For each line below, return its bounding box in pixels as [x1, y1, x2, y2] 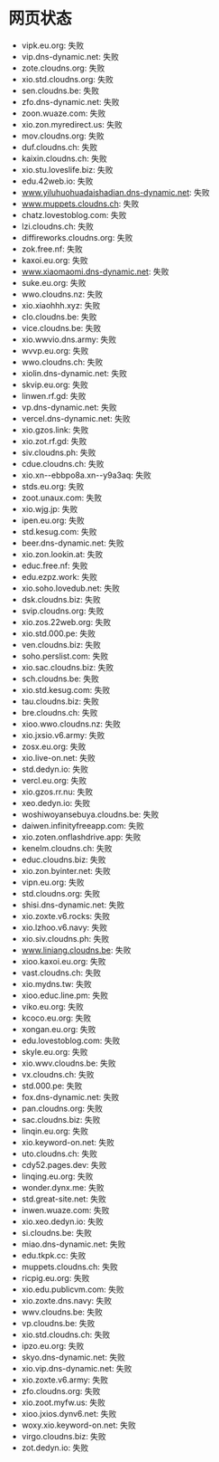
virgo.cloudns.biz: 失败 [21, 1430, 107, 1441]
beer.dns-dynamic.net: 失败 [21, 537, 125, 548]
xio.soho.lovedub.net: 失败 [21, 583, 121, 593]
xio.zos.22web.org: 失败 [21, 616, 112, 627]
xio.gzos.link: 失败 [21, 424, 89, 435]
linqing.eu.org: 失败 [21, 1171, 94, 1182]
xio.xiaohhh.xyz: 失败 [21, 299, 101, 310]
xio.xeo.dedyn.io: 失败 [21, 1216, 105, 1227]
